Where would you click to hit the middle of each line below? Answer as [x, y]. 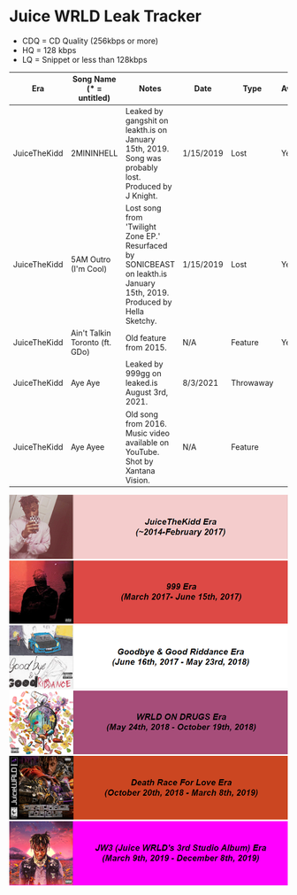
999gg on [143, 374]
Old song [142, 414]
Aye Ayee [88, 447]
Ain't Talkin [91, 333]
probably [141, 167]
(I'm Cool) [89, 269]
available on [147, 442]
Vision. [137, 480]
